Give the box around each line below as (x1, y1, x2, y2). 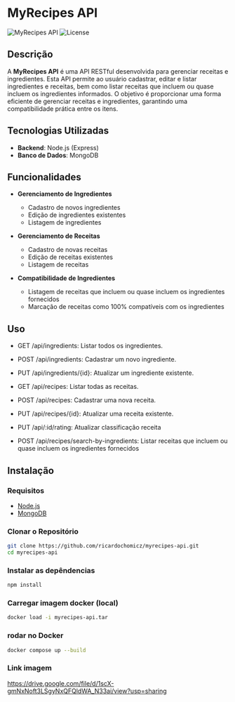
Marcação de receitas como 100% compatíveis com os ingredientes (27, 303, 224, 311)
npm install (7, 581, 42, 589)
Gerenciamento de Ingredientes (17, 190, 112, 198)
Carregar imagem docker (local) (7, 598, 119, 608)
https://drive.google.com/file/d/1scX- (7, 679, 114, 687)
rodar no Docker (7, 630, 64, 640)
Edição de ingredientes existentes (27, 211, 126, 219)
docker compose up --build (7, 647, 86, 654)
